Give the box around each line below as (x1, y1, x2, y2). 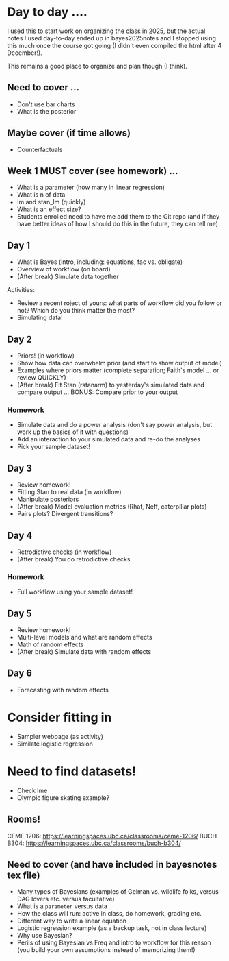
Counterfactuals (16, 145, 63, 154)
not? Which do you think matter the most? (16, 306, 135, 315)
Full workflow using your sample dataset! (16, 587, 133, 596)
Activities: (7, 286, 36, 294)
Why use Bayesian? (16, 932, 72, 940)
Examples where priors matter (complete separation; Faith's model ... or (16, 366, 219, 374)
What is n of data (16, 191, 66, 199)
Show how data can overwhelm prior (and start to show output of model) (16, 359, 222, 367)
